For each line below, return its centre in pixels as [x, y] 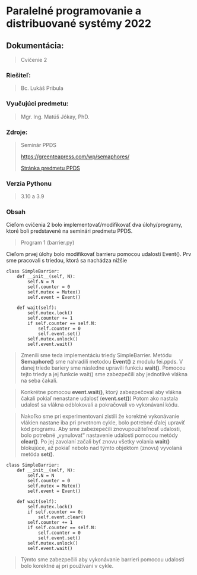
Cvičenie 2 [34, 60]
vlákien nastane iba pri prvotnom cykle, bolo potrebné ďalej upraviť [103, 423]
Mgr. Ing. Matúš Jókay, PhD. [55, 117]
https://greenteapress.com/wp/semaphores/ [75, 157]
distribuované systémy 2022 [79, 24]
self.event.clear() [62, 517]
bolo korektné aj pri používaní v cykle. [67, 566]
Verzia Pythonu [29, 183]
